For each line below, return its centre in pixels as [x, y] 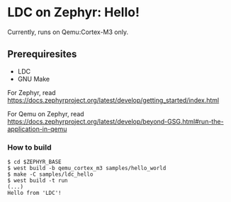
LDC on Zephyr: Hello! [74, 12]
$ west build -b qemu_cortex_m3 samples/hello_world [87, 168]
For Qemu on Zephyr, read [46, 113]
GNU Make [34, 79]
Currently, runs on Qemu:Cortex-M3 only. [68, 32]
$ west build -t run [38, 181]
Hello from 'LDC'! [34, 193]
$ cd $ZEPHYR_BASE [34, 162]
